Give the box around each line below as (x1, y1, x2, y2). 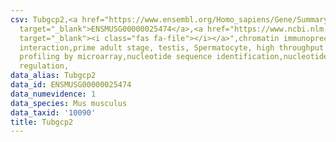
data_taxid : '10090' (10, 107, 97, 118)
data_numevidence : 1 (10, 89, 97, 99)
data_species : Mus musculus (10, 98, 128, 108)
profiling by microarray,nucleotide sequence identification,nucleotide (19, 52, 329, 62)
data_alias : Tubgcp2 (10, 71, 97, 81)
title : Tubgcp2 (10, 117, 74, 127)
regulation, (19, 61, 70, 71)
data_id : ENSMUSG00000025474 (10, 80, 132, 90)
